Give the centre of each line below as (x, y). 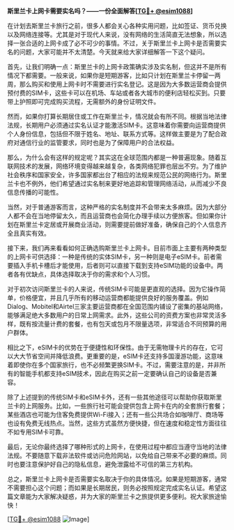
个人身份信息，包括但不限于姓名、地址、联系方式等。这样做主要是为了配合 (114, 134)
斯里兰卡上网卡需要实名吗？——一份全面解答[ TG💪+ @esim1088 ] (100, 11)
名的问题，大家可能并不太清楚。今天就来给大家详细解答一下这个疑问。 (108, 52)
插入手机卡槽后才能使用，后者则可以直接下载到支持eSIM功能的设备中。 (115, 265)
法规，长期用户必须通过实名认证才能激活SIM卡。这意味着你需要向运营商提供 (117, 125)
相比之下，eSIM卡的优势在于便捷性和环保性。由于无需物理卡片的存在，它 (112, 347)
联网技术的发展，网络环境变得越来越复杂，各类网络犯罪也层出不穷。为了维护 (117, 166)
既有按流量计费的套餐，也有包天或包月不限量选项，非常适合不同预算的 (120, 324)
